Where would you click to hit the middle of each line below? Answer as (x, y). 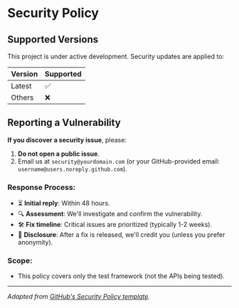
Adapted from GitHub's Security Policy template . (79, 297)
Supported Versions (53, 39)
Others (22, 97)
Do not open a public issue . (58, 154)
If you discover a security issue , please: (67, 139)
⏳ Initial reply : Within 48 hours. (64, 203)
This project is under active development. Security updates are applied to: (116, 56)
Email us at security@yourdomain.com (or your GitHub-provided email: (119, 161)
